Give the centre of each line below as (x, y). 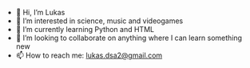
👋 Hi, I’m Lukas (40, 12)
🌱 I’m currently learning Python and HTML (85, 29)
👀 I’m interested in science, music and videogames (99, 21)
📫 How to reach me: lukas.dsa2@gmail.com (89, 55)
